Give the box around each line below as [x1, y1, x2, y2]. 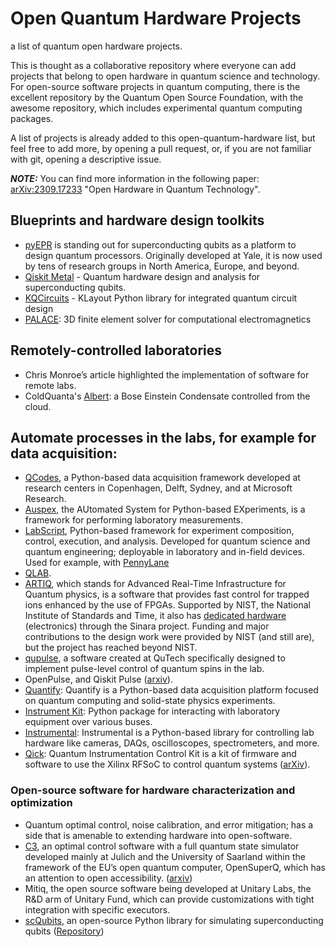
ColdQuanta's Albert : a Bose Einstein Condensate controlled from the [24, 390, 311, 402]
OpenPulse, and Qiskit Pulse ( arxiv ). [24, 673, 173, 686]
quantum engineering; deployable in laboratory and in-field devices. [24, 546, 305, 558]
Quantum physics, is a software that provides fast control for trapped [24, 588, 310, 601]
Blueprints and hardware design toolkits [10, 212, 265, 229]
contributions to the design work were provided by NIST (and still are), [24, 631, 315, 643]
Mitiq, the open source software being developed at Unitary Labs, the [24, 882, 312, 894]
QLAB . [24, 567, 52, 579]
